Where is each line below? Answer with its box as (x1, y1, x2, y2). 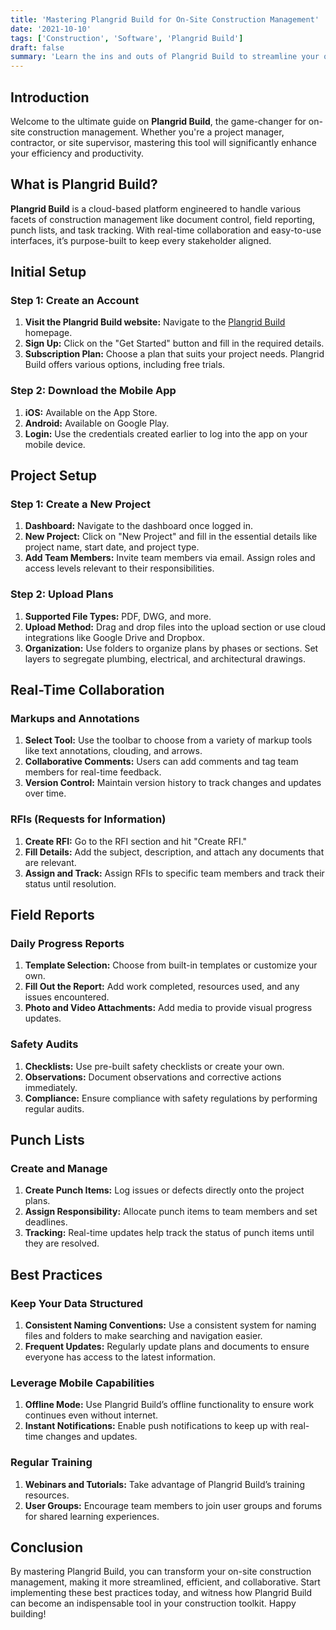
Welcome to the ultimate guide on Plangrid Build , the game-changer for (10, 115, 307, 127)
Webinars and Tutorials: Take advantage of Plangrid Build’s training (24, 1478, 305, 1490)
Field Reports (10, 907, 95, 924)
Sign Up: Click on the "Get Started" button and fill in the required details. (24, 337, 325, 350)
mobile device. (24, 438, 86, 450)
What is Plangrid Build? (10, 176, 158, 193)
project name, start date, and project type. (24, 541, 200, 553)
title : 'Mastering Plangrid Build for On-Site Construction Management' (10, 14, 320, 25)
